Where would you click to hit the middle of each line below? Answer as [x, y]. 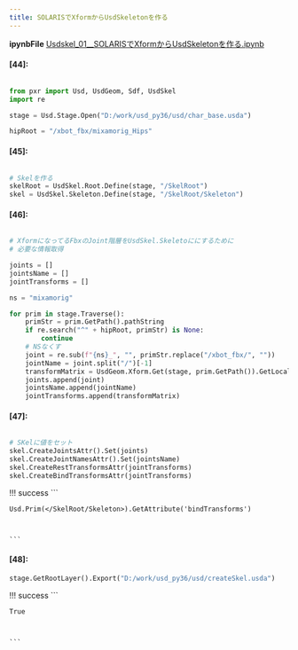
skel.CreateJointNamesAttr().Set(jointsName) [94, 459]
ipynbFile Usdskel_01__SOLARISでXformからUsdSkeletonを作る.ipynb [137, 43]
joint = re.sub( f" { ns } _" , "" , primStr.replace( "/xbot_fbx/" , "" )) [150, 355]
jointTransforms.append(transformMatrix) [102, 396]
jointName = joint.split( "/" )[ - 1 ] [89, 363]
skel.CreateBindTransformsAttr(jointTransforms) [101, 475]
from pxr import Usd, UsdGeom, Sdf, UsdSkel [93, 91]
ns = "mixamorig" [41, 298]
